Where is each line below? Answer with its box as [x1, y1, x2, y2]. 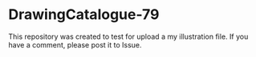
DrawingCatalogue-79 [8, 6, 160, 24]
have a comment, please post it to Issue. [8, 40, 142, 49]
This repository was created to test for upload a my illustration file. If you [8, 32, 249, 41]
